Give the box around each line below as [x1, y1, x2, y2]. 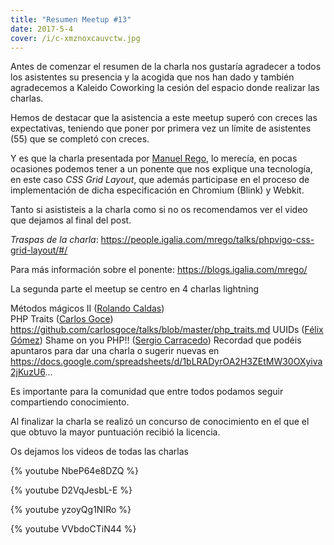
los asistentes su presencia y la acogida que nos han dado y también [10, 71, 295, 83]
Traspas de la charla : [10, 234, 99, 246]
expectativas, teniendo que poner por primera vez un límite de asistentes [10, 122, 312, 135]
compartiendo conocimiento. [10, 396, 130, 408]
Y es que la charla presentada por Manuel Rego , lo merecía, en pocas [10, 152, 298, 165]
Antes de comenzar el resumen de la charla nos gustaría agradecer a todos [10, 61, 322, 73]
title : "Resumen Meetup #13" [10, 14, 132, 25]
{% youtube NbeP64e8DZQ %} [10, 465, 140, 477]
